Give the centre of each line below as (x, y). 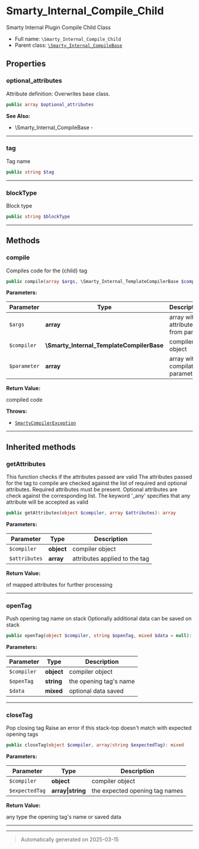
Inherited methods (41, 447)
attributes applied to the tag (111, 558)
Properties (26, 64)
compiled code (24, 400)
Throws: (17, 411)
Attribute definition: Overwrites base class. (58, 94)
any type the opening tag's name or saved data (64, 817)
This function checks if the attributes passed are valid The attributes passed (99, 477)
